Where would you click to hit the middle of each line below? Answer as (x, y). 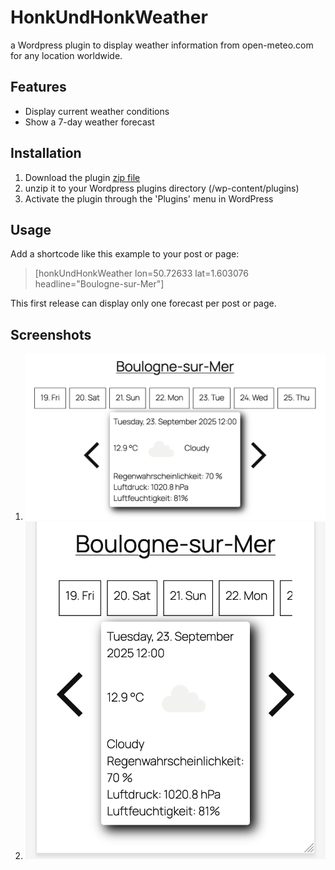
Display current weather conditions (97, 111)
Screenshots (51, 334)
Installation (46, 153)
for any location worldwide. (66, 55)
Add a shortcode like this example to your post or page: (125, 254)
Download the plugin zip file (82, 177)
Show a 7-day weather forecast (89, 122)
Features (38, 87)
